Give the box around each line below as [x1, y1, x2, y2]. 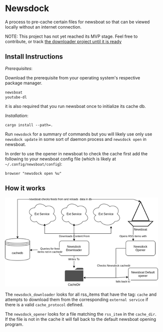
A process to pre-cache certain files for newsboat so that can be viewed [5, 19, 150, 25]
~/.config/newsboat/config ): [5, 161, 63, 167]
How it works [5, 184, 46, 193]
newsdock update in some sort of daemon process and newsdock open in [5, 136, 147, 142]
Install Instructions [5, 53, 63, 61]
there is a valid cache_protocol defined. [5, 302, 84, 307]
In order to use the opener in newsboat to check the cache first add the [5, 151, 148, 156]
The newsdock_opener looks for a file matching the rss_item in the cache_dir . [5, 311, 157, 317]
